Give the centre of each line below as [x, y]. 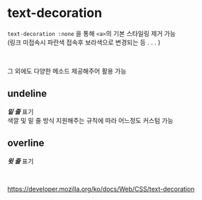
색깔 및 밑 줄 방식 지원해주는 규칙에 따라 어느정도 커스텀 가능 [90, 120]
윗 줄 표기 [21, 161]
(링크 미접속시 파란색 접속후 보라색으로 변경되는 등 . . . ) [84, 42]
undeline [27, 94]
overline [26, 143]
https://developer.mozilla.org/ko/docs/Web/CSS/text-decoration [101, 189]
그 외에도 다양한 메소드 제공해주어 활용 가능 [67, 71]
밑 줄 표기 [21, 112]
